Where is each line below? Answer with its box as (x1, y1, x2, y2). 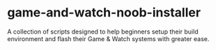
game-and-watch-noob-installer (7, 5, 201, 21)
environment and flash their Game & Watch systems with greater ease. (7, 34, 210, 42)
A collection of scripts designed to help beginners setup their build (7, 27, 199, 36)
